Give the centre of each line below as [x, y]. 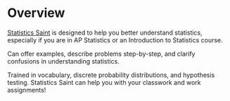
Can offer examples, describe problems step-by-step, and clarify [101, 54]
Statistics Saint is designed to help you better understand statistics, [105, 32]
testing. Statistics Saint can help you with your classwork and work [104, 82]
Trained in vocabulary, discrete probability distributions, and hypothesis [111, 75]
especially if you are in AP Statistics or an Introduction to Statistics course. [115, 40]
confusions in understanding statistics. [63, 61]
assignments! [27, 90]
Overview [36, 13]
